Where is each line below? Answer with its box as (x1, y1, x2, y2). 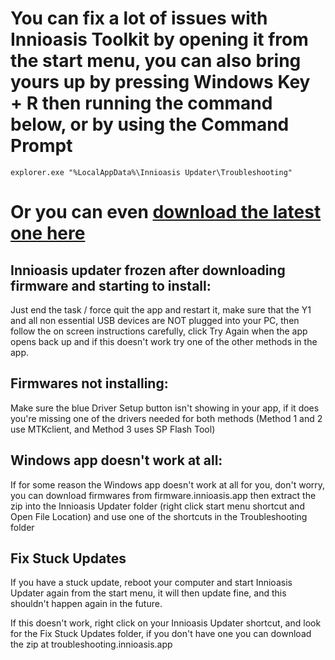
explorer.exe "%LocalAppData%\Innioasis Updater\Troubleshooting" (10, 167, 293, 177)
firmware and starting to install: (10, 277, 212, 294)
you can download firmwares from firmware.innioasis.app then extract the (10, 489, 317, 501)
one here (10, 222, 86, 245)
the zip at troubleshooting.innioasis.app (10, 638, 173, 651)
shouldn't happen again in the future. (10, 598, 163, 610)
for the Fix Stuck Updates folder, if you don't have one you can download (10, 628, 312, 640)
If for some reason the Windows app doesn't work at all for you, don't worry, (10, 478, 326, 491)
